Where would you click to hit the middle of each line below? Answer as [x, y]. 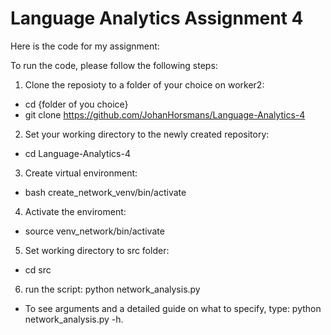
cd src [38, 269]
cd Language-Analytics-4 [77, 153]
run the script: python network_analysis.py [112, 289]
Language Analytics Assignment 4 [157, 18]
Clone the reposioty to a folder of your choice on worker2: [144, 84]
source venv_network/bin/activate [94, 231]
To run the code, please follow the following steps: [114, 65]
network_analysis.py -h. [74, 319]
